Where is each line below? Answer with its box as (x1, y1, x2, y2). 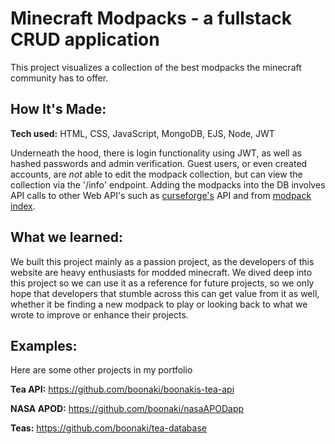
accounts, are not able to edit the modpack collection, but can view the (10, 168, 303, 180)
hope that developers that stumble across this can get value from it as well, (10, 287, 320, 299)
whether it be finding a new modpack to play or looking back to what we (10, 298, 308, 310)
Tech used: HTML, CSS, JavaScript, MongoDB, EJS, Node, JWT (10, 127, 275, 139)
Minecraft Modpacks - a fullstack (10, 7, 292, 30)
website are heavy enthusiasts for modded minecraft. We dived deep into (10, 266, 313, 278)
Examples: (10, 337, 78, 354)
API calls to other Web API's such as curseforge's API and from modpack (10, 189, 312, 201)
